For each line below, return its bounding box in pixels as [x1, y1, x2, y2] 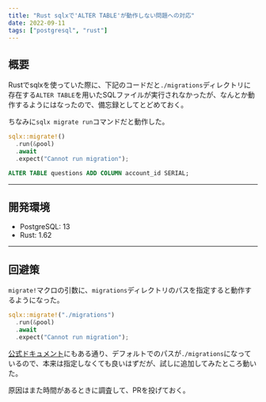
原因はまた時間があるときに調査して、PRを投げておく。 [8, 385, 190, 395]
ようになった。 [14, 295, 64, 305]
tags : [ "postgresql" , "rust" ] [8, 26, 108, 34]
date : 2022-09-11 [8, 19, 66, 27]
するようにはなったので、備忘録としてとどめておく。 [14, 100, 188, 109]
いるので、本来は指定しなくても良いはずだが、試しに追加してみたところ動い [8, 358, 257, 368]
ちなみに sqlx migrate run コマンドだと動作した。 [8, 117, 169, 127]
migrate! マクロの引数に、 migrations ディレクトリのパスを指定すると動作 [8, 285, 245, 295]
